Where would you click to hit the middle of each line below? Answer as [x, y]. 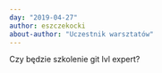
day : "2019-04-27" [43, 17]
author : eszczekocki [48, 26]
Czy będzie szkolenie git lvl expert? [75, 60]
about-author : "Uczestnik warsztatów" [81, 34]
